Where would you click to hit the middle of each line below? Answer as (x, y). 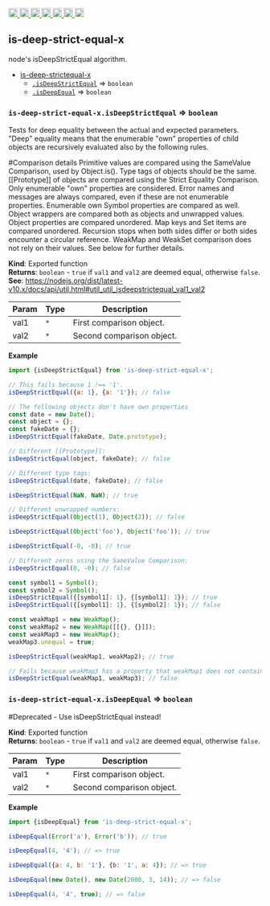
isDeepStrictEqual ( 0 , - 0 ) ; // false (70, 568)
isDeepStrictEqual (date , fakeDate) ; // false (86, 481)
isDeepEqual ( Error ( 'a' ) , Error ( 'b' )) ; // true (88, 836)
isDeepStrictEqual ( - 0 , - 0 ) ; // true (70, 547)
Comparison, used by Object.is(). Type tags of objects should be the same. (133, 171)
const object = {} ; (41, 422)
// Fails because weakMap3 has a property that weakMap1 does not (122, 671)
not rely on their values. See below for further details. (96, 248)
